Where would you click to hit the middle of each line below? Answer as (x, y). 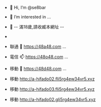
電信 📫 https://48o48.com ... (39, 57)
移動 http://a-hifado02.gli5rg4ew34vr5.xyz (53, 99)
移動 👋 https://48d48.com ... (38, 69)
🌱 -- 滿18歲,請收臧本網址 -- (37, 27)
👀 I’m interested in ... (30, 17)
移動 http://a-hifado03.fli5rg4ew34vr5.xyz (52, 89)
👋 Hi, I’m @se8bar (28, 8)
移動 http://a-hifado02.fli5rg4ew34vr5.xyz (52, 79)
